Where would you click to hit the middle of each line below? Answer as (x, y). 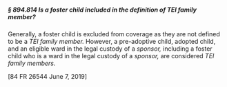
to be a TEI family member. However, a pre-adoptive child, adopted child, (112, 41)
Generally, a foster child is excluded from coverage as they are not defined (114, 34)
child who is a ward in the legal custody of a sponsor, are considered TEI (111, 55)
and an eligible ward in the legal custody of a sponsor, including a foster (110, 49)
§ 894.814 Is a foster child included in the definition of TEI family (102, 10)
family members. (32, 63)
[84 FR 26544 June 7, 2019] (48, 76)
